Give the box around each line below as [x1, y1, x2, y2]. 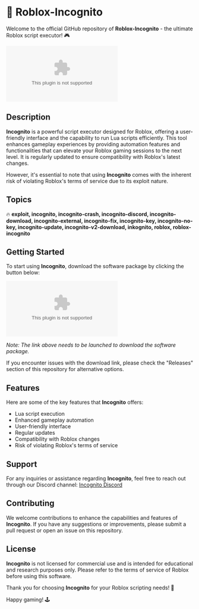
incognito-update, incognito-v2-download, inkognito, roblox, [17, 223, 172, 231]
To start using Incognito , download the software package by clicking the [6, 263, 184, 270]
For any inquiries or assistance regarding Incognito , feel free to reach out [6, 475, 186, 482]
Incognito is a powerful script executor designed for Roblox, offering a [6, 128, 179, 135]
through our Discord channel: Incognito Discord [6, 481, 123, 488]
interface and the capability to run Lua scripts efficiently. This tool [26, 134, 187, 142]
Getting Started [6, 247, 65, 257]
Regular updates [14, 429, 55, 437]
